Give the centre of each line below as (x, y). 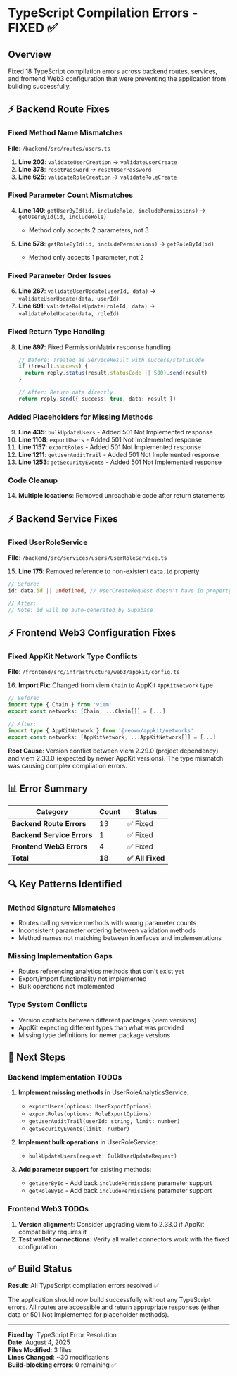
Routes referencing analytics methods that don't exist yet (101, 971)
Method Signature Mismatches (62, 908)
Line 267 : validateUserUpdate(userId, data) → (87, 291)
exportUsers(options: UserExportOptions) (90, 1107)
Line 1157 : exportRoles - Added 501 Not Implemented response (109, 447)
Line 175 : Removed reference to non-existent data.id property (109, 571)
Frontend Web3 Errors (50, 846)
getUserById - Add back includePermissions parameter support (120, 1183)
